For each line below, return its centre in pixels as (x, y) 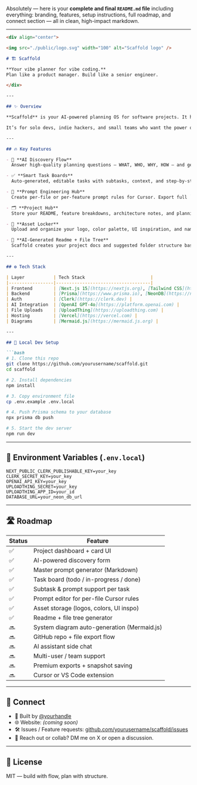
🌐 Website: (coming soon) (46, 723)
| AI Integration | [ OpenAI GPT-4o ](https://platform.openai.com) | (93, 305)
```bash (16, 353)
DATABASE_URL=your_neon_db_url (44, 497)
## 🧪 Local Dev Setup (33, 342)
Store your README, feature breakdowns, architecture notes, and (93, 213)
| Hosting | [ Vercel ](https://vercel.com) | (72, 315)
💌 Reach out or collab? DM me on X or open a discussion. (84, 738)
